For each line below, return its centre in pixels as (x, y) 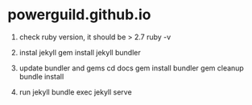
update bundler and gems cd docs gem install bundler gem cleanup (132, 68)
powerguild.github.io (79, 15)
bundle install (41, 76)
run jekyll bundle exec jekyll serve (75, 92)
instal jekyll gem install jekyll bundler (80, 52)
